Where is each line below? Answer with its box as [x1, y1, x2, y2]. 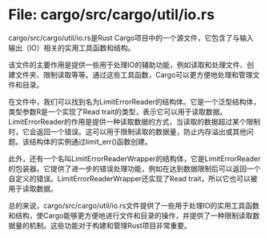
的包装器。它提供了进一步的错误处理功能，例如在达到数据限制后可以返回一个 [8, 164, 261, 173]
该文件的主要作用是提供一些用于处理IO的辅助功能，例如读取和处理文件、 [8, 60, 247, 69]
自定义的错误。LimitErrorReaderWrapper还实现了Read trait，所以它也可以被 [8, 173, 258, 183]
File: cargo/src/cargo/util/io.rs [8, 6, 215, 24]
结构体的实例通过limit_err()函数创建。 [29, 137, 152, 146]
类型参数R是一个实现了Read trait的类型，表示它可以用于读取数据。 [8, 106, 227, 117]
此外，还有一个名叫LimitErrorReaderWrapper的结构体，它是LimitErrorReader [8, 153, 261, 163]
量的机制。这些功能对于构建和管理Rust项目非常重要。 [14, 220, 192, 230]
